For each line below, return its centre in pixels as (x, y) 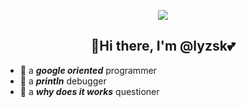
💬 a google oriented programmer (88, 70)
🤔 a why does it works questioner (89, 91)
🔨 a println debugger (63, 81)
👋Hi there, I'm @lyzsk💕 (163, 46)
